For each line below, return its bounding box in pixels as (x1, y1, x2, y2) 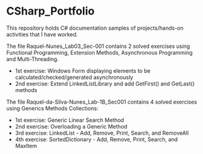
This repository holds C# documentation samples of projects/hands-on (6, 24, 184, 32)
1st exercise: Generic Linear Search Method (15, 116, 124, 124)
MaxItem (15, 142, 38, 149)
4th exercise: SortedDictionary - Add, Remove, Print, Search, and (15, 135, 178, 143)
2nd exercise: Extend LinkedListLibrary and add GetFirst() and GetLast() (15, 80, 195, 87)
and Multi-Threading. (6, 55, 59, 62)
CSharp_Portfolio (6, 4, 95, 18)
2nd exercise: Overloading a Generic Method (15, 122, 128, 130)
